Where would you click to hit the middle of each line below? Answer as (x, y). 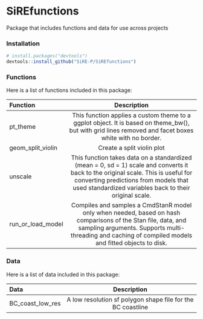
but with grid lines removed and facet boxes (131, 130)
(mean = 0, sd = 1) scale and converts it (131, 166)
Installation (23, 43)
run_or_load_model (36, 224)
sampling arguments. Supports (122, 228)
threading (84, 236)
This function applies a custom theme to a (132, 115)
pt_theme (23, 127)
